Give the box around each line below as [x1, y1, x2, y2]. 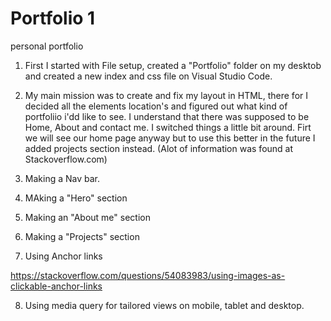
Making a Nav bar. [24, 172, 100, 184]
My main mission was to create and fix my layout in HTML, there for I [24, 89, 308, 101]
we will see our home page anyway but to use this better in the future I [24, 132, 316, 144]
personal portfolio [10, 40, 84, 52]
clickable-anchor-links [10, 280, 103, 292]
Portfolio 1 [10, 7, 96, 30]
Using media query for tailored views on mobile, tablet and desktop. [24, 299, 305, 311]
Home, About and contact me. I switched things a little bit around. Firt [24, 121, 312, 133]
